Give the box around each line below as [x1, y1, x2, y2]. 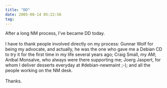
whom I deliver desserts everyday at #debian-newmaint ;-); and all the [5, 62, 150, 68]
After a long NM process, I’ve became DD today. [5, 30, 105, 36]
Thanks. [5, 78, 22, 84]
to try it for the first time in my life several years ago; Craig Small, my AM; [5, 51, 156, 57]
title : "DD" [5, 7, 30, 12]
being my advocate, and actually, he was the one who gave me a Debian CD [5, 46, 162, 52]
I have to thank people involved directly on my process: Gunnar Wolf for [5, 41, 154, 47]
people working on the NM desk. [5, 67, 73, 73]
